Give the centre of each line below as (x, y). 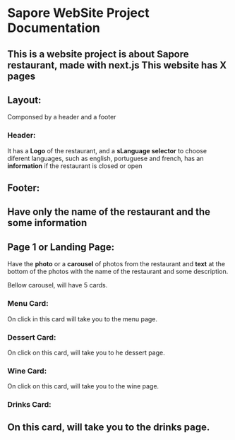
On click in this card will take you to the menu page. (82, 319)
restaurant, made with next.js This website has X (117, 65)
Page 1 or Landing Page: (61, 247)
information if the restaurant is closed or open (75, 166)
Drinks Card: (29, 405)
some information (47, 223)
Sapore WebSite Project (78, 13)
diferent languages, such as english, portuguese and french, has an (106, 158)
